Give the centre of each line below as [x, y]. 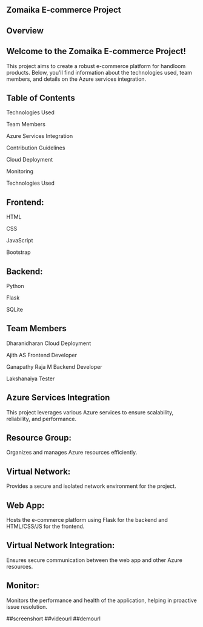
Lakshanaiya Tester [31, 379]
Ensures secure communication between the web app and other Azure [95, 560]
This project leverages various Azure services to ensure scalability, [90, 412]
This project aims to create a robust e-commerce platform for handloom [96, 66]
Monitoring [20, 171]
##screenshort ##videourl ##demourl [54, 618]
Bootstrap [19, 252]
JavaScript [20, 241]
